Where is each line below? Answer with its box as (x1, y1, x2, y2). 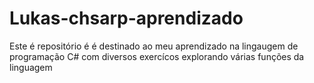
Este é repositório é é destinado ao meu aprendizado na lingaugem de (9, 40, 299, 52)
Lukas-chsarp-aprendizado (9, 7, 244, 30)
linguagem (9, 61, 53, 73)
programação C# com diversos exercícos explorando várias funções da (9, 50, 305, 62)
